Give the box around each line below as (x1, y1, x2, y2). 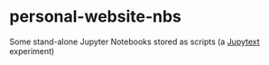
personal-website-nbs (9, 6, 182, 27)
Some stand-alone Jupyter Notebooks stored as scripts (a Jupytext (9, 36, 260, 47)
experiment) (9, 45, 55, 56)
